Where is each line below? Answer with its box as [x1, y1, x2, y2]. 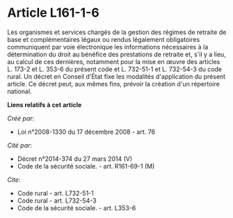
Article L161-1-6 [7, 5, 99, 21]
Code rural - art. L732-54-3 [17, 196, 97, 205]
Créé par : [7, 114, 35, 123]
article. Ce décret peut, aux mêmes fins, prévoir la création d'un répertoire [7, 79, 220, 88]
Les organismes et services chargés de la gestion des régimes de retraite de [7, 28, 227, 36]
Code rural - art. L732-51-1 [17, 189, 94, 197]
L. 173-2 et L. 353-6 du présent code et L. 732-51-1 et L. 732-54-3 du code [7, 65, 223, 73]
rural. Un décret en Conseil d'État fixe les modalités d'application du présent [7, 72, 226, 81]
